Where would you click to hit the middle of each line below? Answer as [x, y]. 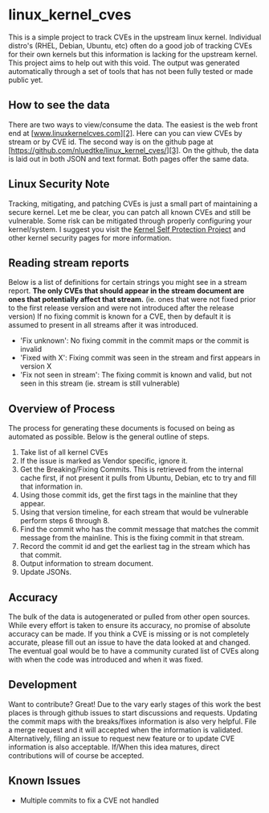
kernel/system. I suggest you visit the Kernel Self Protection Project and [127, 229]
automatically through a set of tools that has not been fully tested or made [131, 71]
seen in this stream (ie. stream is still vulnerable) [100, 383]
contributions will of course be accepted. [76, 755]
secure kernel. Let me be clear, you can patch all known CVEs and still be [130, 212]
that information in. [51, 487]
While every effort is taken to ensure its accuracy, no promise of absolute [129, 625]
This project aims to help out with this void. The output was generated [124, 63]
